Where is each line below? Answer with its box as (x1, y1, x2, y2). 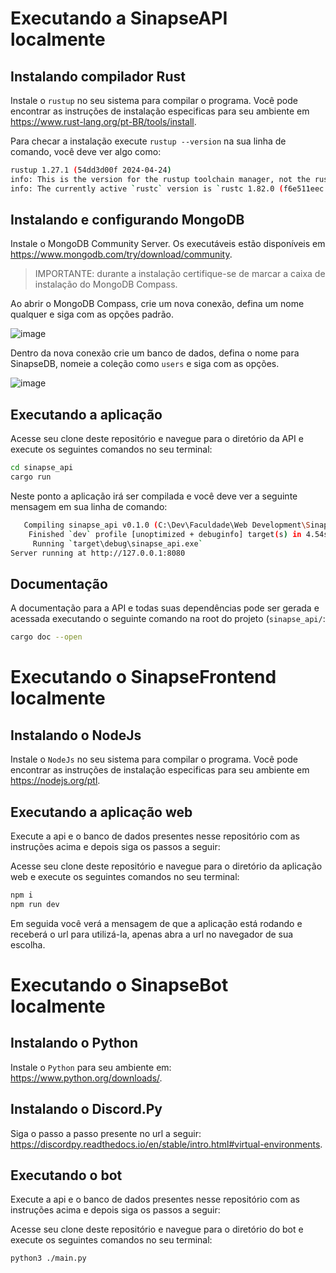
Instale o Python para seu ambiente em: (10, 1061, 172, 1073)
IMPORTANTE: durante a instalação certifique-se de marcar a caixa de (34, 268, 326, 280)
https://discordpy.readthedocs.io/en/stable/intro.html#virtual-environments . (10, 1138, 323, 1150)
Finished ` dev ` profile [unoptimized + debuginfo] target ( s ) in (28, 529, 302, 539)
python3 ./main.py (10, 1253, 87, 1264)
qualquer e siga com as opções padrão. (10, 308, 174, 321)
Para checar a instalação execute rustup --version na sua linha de (10, 135, 287, 147)
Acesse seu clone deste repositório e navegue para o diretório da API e (10, 433, 304, 445)
